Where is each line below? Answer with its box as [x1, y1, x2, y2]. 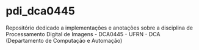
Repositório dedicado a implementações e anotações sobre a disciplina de [5, 24, 194, 31]
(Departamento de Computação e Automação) [5, 37, 123, 44]
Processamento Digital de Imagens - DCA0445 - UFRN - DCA [5, 30, 161, 37]
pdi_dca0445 [5, 4, 76, 18]
